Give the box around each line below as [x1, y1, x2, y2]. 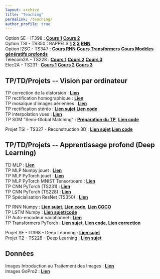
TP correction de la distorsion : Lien [5, 90, 79, 96]
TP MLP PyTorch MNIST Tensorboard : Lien [5, 178, 96, 184]
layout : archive [5, 7, 39, 13]
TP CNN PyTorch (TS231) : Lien [5, 183, 70, 189]
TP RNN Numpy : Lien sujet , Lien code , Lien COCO [5, 204, 111, 210]
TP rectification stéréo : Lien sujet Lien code [5, 106, 98, 112]
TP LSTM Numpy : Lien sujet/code [5, 209, 77, 215]
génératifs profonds [5, 51, 48, 57]
